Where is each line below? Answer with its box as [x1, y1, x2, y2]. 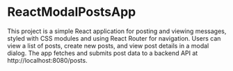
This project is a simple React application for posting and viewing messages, [7, 27, 227, 35]
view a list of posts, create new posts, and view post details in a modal [7, 41, 209, 50]
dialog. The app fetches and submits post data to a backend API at [7, 49, 198, 57]
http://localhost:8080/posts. [7, 56, 88, 64]
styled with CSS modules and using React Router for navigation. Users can [7, 34, 221, 42]
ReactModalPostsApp [7, 4, 136, 20]
